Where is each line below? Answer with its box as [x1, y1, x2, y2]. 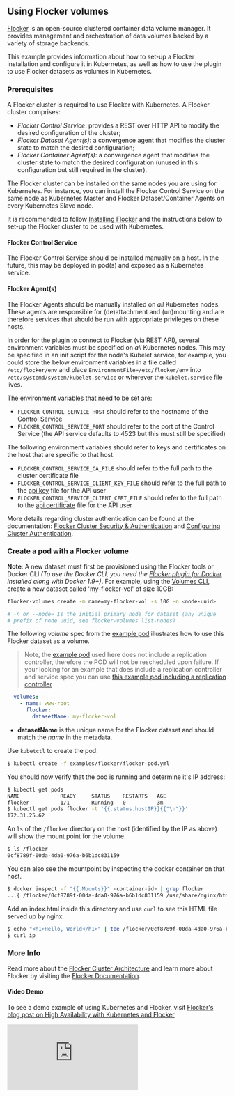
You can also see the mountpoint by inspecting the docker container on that [7, 864, 225, 873]
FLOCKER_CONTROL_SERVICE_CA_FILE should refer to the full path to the [17, 463, 212, 472]
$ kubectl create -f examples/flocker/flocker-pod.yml [7, 759, 170, 767]
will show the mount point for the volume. [7, 832, 127, 840]
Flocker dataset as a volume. [7, 637, 90, 645]
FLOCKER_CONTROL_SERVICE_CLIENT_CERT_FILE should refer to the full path [17, 493, 223, 502]
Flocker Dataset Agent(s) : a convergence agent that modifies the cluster [17, 136, 226, 145]
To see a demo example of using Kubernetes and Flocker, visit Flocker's [7, 1003, 214, 1011]
